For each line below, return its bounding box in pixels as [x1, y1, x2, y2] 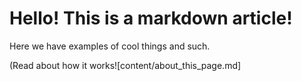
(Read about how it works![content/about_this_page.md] [9, 59, 242, 71]
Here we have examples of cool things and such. [9, 40, 211, 52]
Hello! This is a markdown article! [9, 7, 293, 30]
